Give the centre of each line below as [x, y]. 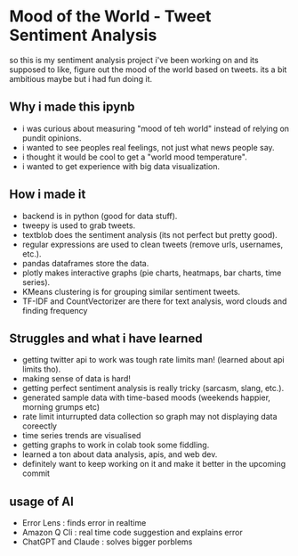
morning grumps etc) [61, 407]
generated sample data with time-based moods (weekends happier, [146, 397]
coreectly [40, 426]
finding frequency [55, 310]
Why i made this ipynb [72, 107]
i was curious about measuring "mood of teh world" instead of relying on [156, 128]
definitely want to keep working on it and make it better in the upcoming [154, 464]
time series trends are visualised [81, 436]
